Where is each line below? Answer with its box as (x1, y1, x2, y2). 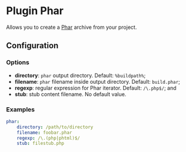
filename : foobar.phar (16, 130, 72, 136)
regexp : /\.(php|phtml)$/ (16, 135, 81, 141)
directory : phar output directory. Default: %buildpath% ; (14, 72, 146, 79)
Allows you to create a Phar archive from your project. (6, 24, 137, 31)
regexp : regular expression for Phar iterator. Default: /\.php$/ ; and (14, 84, 177, 91)
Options (6, 58, 29, 67)
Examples (6, 105, 35, 113)
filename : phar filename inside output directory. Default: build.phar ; (14, 78, 181, 85)
